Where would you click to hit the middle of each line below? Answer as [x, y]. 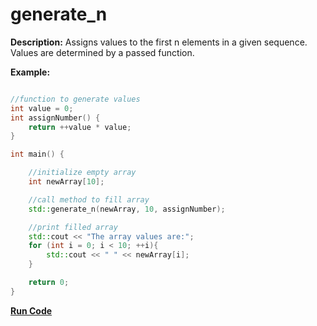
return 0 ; [49, 283]
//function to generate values [75, 99]
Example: [30, 72]
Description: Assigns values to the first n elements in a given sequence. [159, 42]
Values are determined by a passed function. [102, 52]
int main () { [37, 154]
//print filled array [73, 227]
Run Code [31, 310]
